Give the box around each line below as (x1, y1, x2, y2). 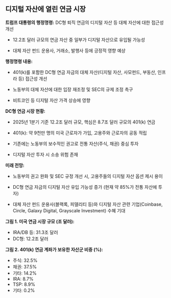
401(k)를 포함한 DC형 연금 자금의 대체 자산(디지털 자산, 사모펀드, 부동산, (12, 69, 157, 75)
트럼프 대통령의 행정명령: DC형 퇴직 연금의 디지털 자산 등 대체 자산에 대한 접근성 (5, 19, 164, 26)
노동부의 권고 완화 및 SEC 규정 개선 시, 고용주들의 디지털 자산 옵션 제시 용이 (12, 173, 163, 179)
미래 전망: (5, 162, 25, 168)
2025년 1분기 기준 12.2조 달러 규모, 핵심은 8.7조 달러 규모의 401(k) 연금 (12, 119, 156, 125)
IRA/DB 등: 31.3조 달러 (12, 229, 58, 235)
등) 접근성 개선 (18, 76, 47, 82)
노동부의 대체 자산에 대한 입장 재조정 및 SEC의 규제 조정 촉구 (12, 86, 133, 92)
